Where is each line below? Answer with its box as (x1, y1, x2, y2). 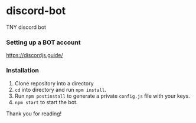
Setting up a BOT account (6, 38, 81, 46)
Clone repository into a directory (14, 79, 94, 87)
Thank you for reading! (6, 110, 62, 117)
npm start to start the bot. (14, 98, 78, 105)
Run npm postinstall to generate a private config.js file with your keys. (14, 92, 190, 99)
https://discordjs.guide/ (6, 52, 63, 59)
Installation (6, 67, 40, 75)
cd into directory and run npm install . (14, 86, 106, 93)
